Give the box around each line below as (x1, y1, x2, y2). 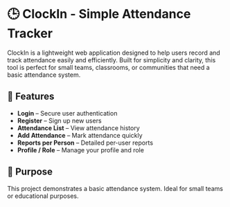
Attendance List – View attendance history (17, 123, 140, 132)
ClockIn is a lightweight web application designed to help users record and (7, 48, 220, 57)
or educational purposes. (7, 192, 79, 200)
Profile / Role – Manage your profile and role (17, 145, 144, 154)
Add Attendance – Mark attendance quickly (17, 131, 143, 139)
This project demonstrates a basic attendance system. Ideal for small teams (7, 184, 224, 192)
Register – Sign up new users (17, 116, 102, 125)
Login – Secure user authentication (17, 109, 118, 117)
